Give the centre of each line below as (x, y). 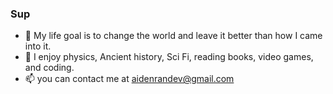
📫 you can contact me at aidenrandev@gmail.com (129, 79)
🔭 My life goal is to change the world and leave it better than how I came (173, 36)
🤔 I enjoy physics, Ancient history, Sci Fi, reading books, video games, (169, 57)
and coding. (49, 68)
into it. (38, 46)
